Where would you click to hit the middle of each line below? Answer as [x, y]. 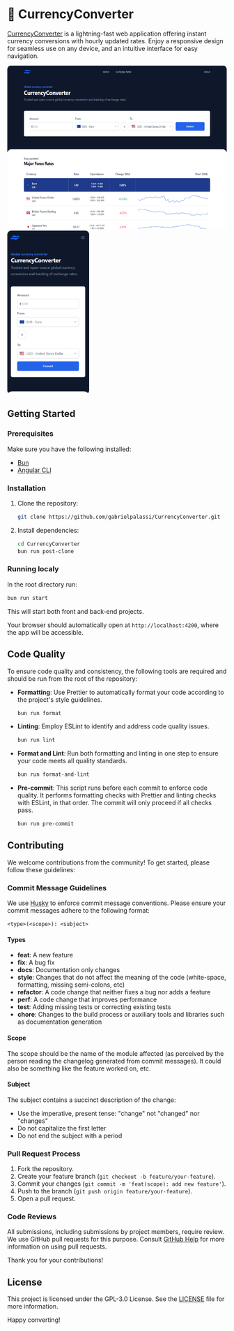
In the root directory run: [42, 584]
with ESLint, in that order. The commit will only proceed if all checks [115, 803]
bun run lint [36, 740]
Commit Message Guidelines [57, 888]
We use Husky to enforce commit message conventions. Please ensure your [117, 903]
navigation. [23, 56]
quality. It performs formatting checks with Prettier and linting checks [117, 795]
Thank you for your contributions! [55, 1260]
